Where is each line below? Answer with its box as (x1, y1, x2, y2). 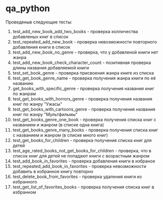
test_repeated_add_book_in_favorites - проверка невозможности (12, 163, 146, 169)
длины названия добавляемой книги (12, 64, 89, 71)
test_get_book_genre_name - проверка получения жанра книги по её (12, 75, 156, 81)
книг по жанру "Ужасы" (12, 101, 62, 107)
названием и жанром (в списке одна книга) (12, 121, 104, 127)
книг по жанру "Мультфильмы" (12, 111, 78, 117)
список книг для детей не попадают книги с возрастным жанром (12, 153, 150, 159)
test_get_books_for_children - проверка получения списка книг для (12, 137, 152, 143)
